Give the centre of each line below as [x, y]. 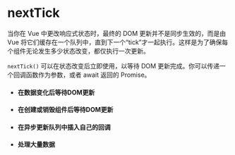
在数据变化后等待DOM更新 [56, 92]
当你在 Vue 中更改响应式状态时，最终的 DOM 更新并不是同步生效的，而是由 [117, 33]
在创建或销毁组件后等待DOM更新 [65, 110]
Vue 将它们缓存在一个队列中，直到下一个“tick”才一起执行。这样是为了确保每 [118, 42]
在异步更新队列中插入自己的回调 [64, 127]
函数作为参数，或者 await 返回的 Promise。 [88, 75]
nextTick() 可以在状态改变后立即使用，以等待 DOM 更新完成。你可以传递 [114, 66]
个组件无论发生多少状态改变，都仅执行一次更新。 [78, 51]
